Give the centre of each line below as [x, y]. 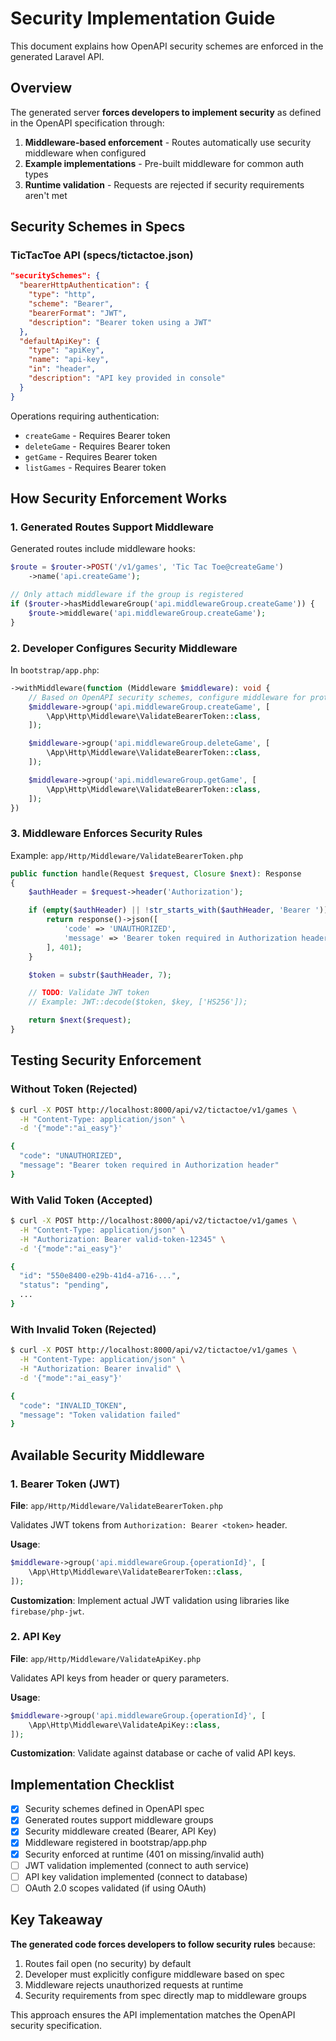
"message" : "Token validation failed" [100, 1415]
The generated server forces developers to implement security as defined [166, 112]
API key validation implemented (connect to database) [136, 1876]
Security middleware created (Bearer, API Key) [120, 1831]
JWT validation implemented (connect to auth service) [137, 1865]
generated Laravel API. [57, 56]
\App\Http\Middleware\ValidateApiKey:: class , [125, 1725]
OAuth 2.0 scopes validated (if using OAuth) [115, 1888]
